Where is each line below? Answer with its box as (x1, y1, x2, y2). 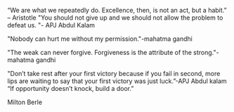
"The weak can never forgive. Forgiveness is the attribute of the (7, 49, 192, 56)
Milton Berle (7, 98, 43, 106)
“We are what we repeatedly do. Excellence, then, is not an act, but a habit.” (7, 6, 227, 14)
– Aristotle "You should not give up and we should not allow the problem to (7, 13, 223, 22)
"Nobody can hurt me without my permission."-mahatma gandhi (7, 35, 193, 43)
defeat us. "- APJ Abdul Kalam (7, 21, 96, 29)
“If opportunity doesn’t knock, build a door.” (7, 85, 134, 92)
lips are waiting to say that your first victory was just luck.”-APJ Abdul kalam (7, 77, 227, 85)
